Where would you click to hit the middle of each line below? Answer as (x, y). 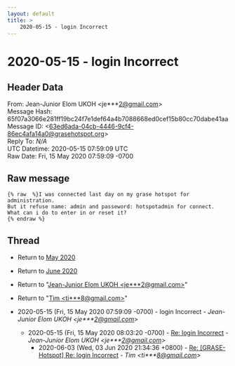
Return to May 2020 (46, 257)
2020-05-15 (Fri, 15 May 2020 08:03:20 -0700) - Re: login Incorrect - (128, 333)
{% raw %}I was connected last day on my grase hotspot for (99, 195)
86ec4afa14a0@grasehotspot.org (56, 134)
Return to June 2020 (47, 271)
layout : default (31, 14)
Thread (23, 240)
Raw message (39, 178)
